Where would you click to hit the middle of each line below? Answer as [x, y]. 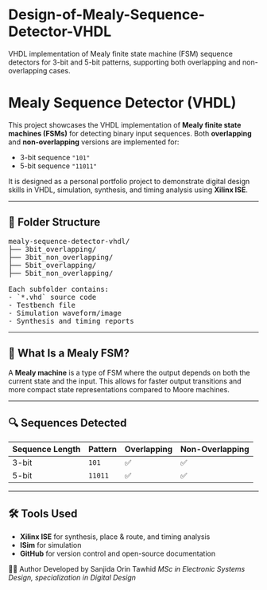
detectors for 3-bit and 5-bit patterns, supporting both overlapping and [124, 62]
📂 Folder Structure [54, 222]
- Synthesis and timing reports [71, 321]
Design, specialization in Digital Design [72, 578]
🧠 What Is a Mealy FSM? [69, 354]
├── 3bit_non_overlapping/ [61, 257]
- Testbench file [42, 305]
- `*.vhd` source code [52, 297]
